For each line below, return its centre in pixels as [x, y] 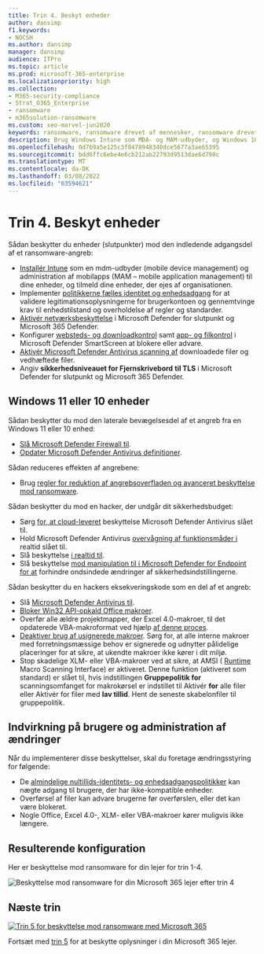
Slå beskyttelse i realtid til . [62, 554]
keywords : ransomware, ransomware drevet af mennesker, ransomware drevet [133, 132]
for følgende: [29, 767]
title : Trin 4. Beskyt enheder [59, 15]
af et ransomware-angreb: [51, 252]
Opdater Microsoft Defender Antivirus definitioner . [101, 452]
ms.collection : [33, 88]
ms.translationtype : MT [47, 162]
